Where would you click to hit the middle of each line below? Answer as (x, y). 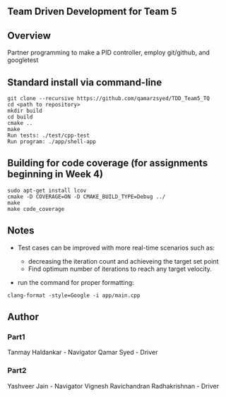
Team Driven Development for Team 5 (92, 12)
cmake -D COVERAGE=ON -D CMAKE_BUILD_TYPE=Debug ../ (87, 197)
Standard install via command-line (85, 82)
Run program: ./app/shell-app (52, 142)
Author (23, 317)
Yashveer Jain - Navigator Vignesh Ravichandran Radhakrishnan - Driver (113, 386)
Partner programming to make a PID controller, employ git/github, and (109, 53)
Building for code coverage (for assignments (108, 163)
